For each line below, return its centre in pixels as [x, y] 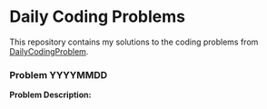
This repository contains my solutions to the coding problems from [134, 42]
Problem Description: [50, 95]
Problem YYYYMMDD [59, 74]
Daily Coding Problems [98, 17]
